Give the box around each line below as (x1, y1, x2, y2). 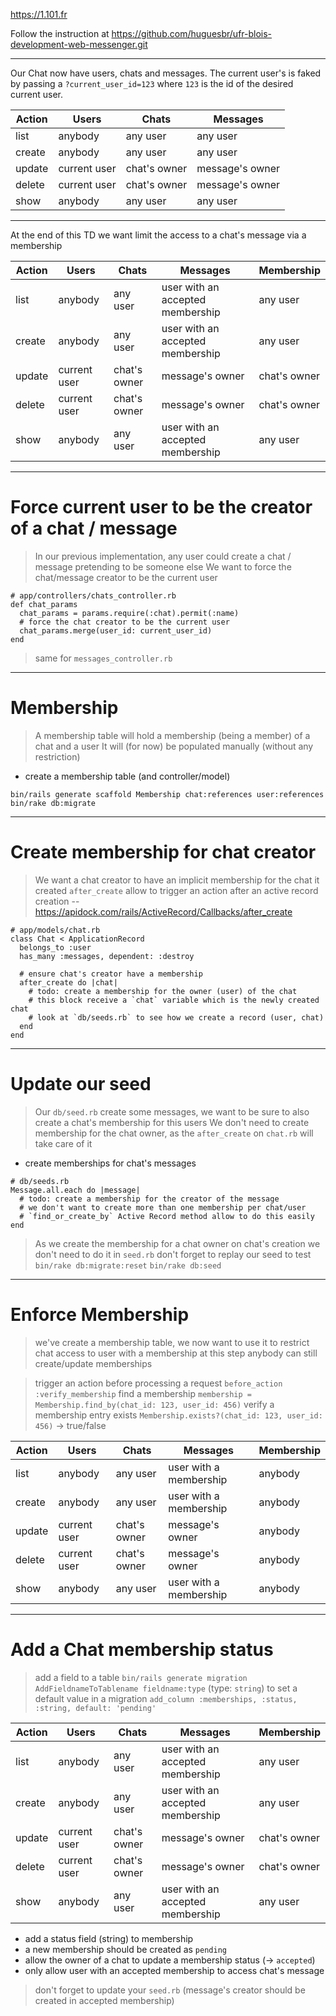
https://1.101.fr (10, 9, 68, 20)
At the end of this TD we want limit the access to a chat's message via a (10, 229, 307, 241)
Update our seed (10, 1073, 152, 1095)
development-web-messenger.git (10, 39, 148, 50)
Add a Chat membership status (10, 1638, 274, 1661)
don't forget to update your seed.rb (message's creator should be (34, 1984, 306, 1996)
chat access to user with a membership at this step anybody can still (34, 1347, 318, 1359)
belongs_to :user (19, 942, 92, 953)
